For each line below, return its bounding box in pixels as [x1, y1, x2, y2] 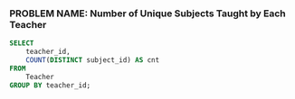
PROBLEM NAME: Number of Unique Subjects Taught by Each [9, 7, 287, 20]
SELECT [9, 39, 34, 48]
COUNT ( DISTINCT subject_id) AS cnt [25, 56, 160, 65]
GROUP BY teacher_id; [9, 80, 91, 90]
